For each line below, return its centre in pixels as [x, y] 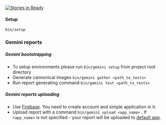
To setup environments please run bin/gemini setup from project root [84, 67]
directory [22, 72]
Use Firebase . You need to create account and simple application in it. [84, 107]
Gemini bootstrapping [28, 54]
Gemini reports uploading [32, 94]
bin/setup [15, 30]
